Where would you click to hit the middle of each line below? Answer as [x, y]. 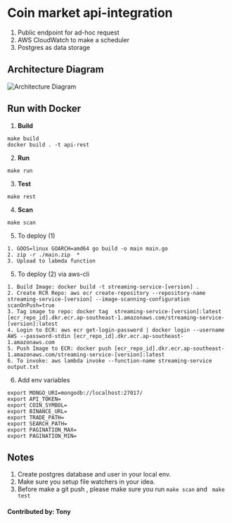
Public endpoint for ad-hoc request [68, 32]
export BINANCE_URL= [38, 411]
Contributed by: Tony [39, 511]
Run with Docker [44, 109]
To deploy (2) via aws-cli [53, 274]
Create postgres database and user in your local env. [94, 474]
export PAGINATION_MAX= [42, 430]
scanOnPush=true [31, 305]
